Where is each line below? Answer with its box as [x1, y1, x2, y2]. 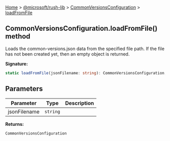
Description [65, 100, 94, 107]
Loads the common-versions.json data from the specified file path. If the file [5, 45, 165, 52]
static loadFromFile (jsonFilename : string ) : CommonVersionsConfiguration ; [5, 70, 167, 75]
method [5, 32, 30, 41]
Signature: [5, 61, 28, 67]
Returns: [5, 121, 24, 127]
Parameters [5, 84, 43, 93]
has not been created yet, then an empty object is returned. [5, 51, 130, 57]
